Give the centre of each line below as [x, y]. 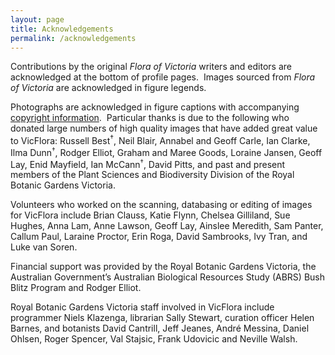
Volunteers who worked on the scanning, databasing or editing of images [161, 205]
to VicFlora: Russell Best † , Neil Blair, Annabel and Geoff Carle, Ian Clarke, [160, 140]
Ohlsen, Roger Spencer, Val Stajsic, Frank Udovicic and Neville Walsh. [154, 339]
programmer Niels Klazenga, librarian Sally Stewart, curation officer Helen [162, 318]
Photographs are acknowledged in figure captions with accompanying [155, 107]
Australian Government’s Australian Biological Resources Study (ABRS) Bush [167, 277]
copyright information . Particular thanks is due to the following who [150, 118]
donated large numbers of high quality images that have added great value [164, 128]
